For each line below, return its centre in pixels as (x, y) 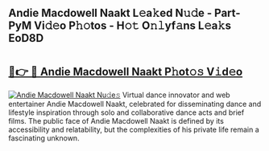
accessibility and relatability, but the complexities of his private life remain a (134, 129)
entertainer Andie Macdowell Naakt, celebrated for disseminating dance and (135, 104)
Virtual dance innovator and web (176, 95)
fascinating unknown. (44, 138)
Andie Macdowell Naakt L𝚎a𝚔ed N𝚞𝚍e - (110, 13)
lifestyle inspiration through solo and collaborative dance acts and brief (126, 112)
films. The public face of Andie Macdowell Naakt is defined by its (116, 121)
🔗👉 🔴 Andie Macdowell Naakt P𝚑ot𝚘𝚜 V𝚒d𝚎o (126, 71)
